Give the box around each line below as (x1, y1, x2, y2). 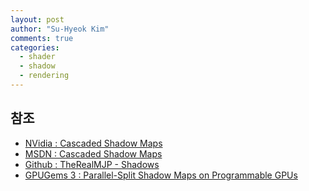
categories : (10, 42, 60, 53)
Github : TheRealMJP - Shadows (24, 158, 160, 170)
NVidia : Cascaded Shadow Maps (24, 137, 163, 149)
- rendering (19, 71, 70, 81)
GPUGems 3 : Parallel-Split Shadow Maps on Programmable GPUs (24, 169, 298, 181)
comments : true (10, 33, 74, 43)
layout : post (10, 14, 65, 25)
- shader (19, 52, 56, 62)
